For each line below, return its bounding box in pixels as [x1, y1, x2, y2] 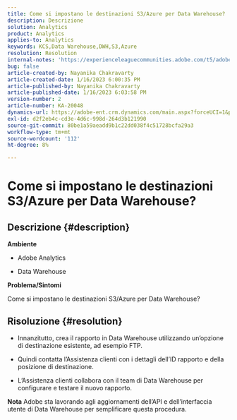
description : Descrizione [7, 17, 83, 24]
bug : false [7, 63, 39, 70]
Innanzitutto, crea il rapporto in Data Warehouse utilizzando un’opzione [17, 333, 224, 342]
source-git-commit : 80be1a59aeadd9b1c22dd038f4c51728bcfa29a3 [7, 121, 194, 129]
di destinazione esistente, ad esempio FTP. [17, 341, 143, 349]
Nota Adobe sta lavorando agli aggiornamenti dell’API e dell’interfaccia [7, 397, 212, 406]
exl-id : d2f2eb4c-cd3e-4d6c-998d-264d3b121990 [7, 115, 147, 122]
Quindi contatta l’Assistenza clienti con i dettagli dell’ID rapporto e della [17, 354, 224, 364]
